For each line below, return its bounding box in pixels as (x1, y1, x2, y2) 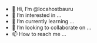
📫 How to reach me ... (11, 31, 66, 37)
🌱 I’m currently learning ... (11, 18, 75, 24)
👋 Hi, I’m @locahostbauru (11, 6, 73, 12)
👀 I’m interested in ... (11, 12, 62, 19)
